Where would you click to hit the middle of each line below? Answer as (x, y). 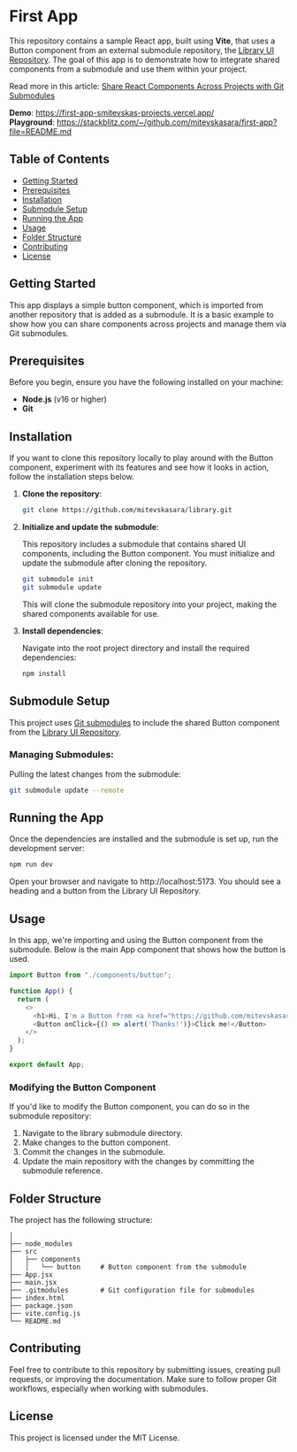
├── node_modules (41, 1244)
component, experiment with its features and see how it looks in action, (139, 467)
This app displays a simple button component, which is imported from (136, 305)
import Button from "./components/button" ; (91, 975)
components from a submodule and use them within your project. (128, 69)
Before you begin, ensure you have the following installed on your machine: (146, 382)
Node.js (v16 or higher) (65, 399)
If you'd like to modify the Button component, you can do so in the (129, 1107)
